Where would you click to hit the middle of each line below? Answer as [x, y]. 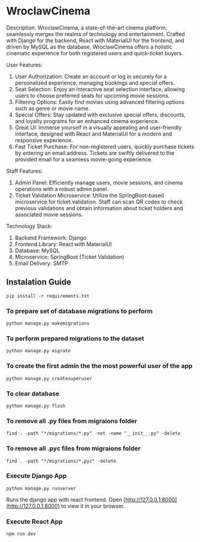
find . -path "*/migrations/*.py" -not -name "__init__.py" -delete [93, 433]
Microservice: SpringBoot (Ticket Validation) [69, 257]
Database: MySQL [37, 250]
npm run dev [21, 534]
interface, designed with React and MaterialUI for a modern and [93, 134]
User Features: [25, 65]
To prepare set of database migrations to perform [80, 311]
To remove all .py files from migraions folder [72, 421]
